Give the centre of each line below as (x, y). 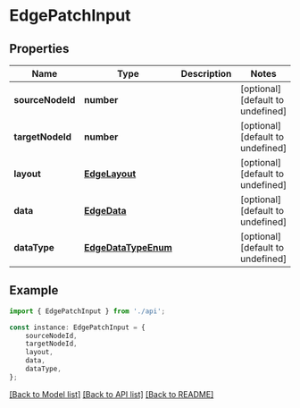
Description (206, 74)
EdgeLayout (110, 174)
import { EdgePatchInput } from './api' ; (87, 311)
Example (34, 290)
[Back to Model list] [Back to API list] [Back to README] (112, 394)
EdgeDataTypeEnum (128, 247)
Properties (39, 49)
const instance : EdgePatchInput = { (77, 327)
